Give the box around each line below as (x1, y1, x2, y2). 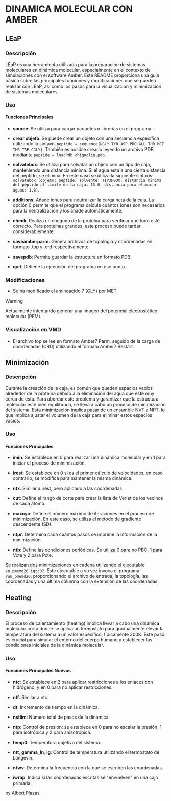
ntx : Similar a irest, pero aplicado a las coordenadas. (12, 485, 124, 492)
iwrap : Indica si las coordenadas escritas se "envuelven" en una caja (12, 774, 158, 781)
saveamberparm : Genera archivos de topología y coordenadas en (12, 239, 153, 244)
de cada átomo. (12, 500, 46, 507)
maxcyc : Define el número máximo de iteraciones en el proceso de (12, 511, 154, 517)
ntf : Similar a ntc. (12, 694, 49, 701)
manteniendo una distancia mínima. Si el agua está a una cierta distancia (12, 167, 166, 173)
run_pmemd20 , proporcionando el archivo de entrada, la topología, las (5, 573, 148, 579)
